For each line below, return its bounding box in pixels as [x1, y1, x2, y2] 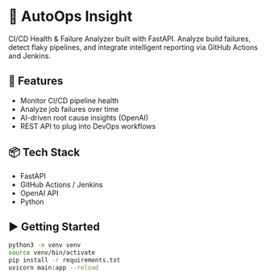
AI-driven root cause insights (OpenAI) [19, 113, 149, 122]
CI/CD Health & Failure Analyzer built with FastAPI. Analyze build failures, [8, 34, 251, 43]
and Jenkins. [8, 51, 51, 60]
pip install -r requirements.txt [8, 257, 121, 265]
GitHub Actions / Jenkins [19, 179, 103, 189]
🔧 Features [8, 74, 64, 88]
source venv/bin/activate [8, 249, 95, 257]
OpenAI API [19, 188, 59, 198]
